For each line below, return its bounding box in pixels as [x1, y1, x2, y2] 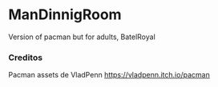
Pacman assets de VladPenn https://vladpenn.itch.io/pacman [8, 70, 210, 80]
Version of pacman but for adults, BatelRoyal [8, 32, 156, 42]
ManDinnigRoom [8, 6, 122, 24]
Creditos [8, 52, 42, 63]
